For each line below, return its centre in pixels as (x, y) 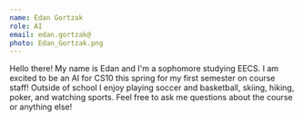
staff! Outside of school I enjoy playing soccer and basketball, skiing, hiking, (152, 88)
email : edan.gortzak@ (50, 34)
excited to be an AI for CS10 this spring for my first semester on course (142, 79)
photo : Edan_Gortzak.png (56, 43)
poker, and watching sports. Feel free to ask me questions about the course (151, 98)
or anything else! (41, 107)
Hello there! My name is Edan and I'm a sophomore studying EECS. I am (144, 69)
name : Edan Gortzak (46, 18)
